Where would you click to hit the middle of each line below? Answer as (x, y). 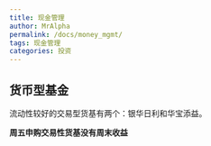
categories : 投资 (41, 51)
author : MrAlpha (40, 26)
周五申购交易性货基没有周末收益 (69, 132)
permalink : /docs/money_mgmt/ (66, 34)
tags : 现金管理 (35, 43)
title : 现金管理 (37, 18)
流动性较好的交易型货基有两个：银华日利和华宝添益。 (108, 113)
